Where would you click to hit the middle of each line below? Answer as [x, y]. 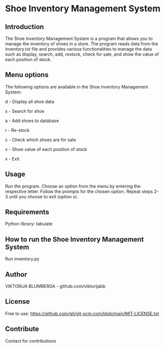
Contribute [22, 329]
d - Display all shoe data [30, 101]
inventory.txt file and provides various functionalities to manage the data [79, 49]
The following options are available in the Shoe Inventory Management [77, 87]
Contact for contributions [31, 341]
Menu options [27, 75]
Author [16, 274]
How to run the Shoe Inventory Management [75, 239]
